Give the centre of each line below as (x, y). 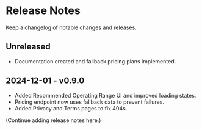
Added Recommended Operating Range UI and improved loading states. (105, 95)
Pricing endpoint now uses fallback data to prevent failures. (89, 102)
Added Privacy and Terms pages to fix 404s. (71, 108)
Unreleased (28, 47)
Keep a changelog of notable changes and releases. (71, 27)
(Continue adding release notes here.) (53, 120)
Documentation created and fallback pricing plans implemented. (95, 61)
